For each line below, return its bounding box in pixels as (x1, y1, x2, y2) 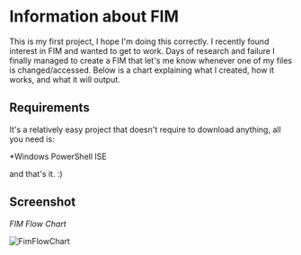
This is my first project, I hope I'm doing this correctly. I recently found (9, 36, 270, 47)
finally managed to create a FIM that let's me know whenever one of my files (9, 55, 293, 66)
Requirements (9, 101, 90, 116)
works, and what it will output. (9, 74, 121, 84)
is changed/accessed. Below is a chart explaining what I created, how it (9, 65, 275, 75)
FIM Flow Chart (9, 218, 66, 229)
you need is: (9, 133, 56, 145)
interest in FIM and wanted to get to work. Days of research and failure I (9, 45, 276, 56)
